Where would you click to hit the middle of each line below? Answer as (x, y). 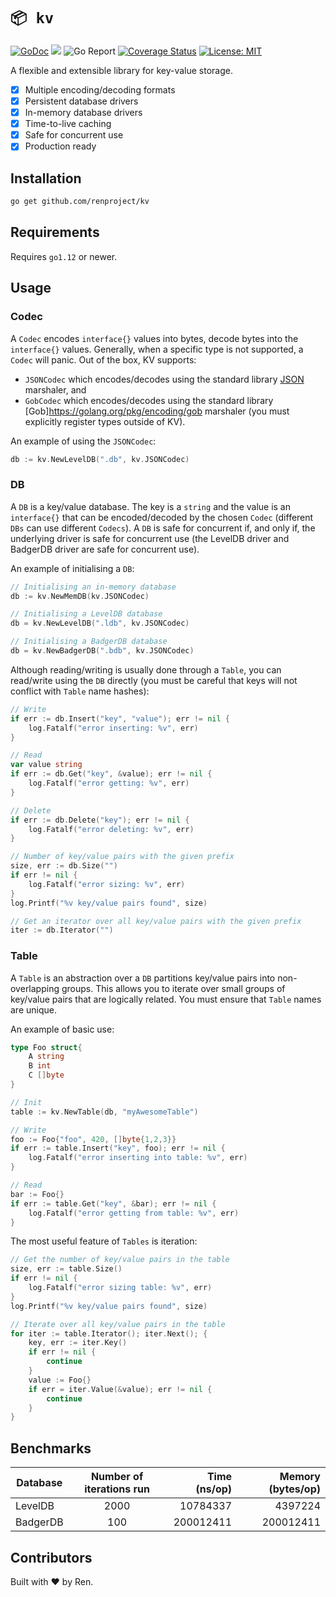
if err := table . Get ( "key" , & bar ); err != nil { (113, 1203)
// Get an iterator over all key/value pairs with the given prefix (156, 921)
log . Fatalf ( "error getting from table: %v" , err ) (134, 1213)
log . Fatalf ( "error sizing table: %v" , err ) (120, 1288)
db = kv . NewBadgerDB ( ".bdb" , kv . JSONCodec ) (102, 651)
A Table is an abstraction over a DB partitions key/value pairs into (143, 978)
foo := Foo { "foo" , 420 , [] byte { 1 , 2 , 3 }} (93, 1139)
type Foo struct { (46, 1047)
